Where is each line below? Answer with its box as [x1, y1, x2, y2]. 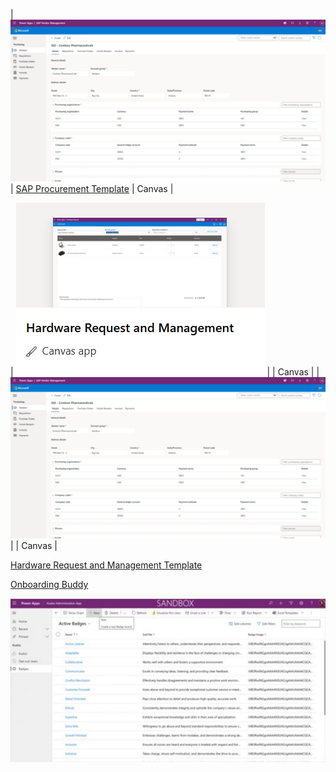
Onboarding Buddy [10, 579, 89, 591]
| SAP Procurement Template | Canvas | [10, 182, 174, 194]
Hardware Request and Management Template [10, 559, 203, 571]
